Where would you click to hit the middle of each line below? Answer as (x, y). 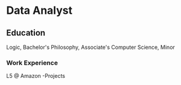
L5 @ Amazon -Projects (36, 76)
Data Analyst (40, 11)
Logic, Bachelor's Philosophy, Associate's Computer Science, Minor (91, 47)
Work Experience (32, 63)
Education (26, 33)
